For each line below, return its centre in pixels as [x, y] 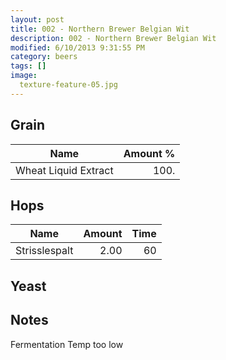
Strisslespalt [44, 251]
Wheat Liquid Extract [64, 170]
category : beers [44, 57]
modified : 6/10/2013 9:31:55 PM [77, 47]
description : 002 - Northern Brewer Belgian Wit [113, 38]
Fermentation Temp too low [67, 344]
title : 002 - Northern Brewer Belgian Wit [100, 29]
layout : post [37, 19]
